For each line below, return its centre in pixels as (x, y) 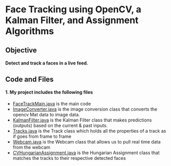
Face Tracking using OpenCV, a (73, 9)
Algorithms (30, 31)
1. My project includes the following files (49, 92)
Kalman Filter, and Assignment (72, 20)
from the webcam (31, 147)
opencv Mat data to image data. (46, 114)
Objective (21, 50)
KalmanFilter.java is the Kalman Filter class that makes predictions (82, 120)
